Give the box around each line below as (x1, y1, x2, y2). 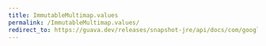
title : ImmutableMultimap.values (8, 11, 119, 19)
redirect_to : (8, 26, 51, 34)
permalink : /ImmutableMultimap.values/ (8, 19, 140, 27)
